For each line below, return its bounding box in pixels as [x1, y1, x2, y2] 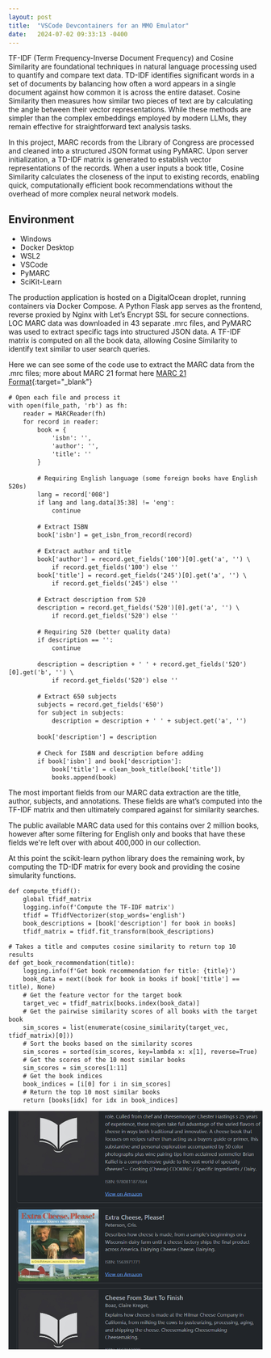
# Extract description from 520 [37, 596, 147, 604]
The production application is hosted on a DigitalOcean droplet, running [8, 293, 246, 302]
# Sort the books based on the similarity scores [23, 1040, 194, 1048]
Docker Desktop [19, 242, 74, 252]
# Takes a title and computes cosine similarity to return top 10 [8, 943, 236, 951]
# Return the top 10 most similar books [23, 1088, 161, 1097]
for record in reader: [23, 418, 99, 426]
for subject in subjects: [37, 709, 125, 717]
